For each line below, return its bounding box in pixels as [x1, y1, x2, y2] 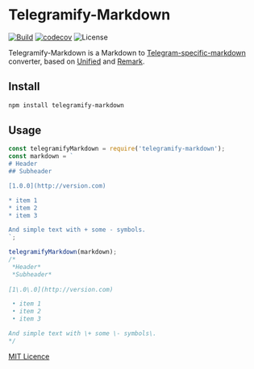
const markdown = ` [8, 152, 74, 160]
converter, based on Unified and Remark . [8, 56, 145, 66]
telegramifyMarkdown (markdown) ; [8, 248, 117, 256]
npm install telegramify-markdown [8, 101, 125, 110]
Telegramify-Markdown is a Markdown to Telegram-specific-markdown [8, 48, 246, 57]
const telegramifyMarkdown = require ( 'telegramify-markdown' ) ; [8, 145, 226, 153]
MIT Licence [8, 351, 50, 361]
